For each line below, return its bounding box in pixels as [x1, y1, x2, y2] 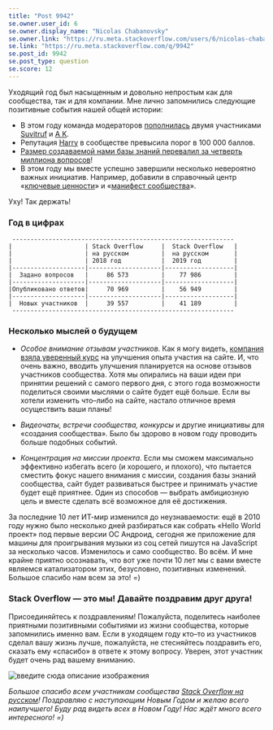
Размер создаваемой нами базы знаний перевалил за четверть [19, 146, 243, 155]
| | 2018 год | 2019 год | [8, 257, 238, 265]
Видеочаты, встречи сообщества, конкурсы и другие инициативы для [19, 420, 265, 430]
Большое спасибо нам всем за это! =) [8, 573, 141, 583]
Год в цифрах [8, 216, 65, 228]
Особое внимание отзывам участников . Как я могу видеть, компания [19, 343, 264, 354]
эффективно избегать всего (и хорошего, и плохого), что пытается [19, 461, 252, 472]
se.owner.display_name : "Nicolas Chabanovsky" [8, 27, 169, 35]
